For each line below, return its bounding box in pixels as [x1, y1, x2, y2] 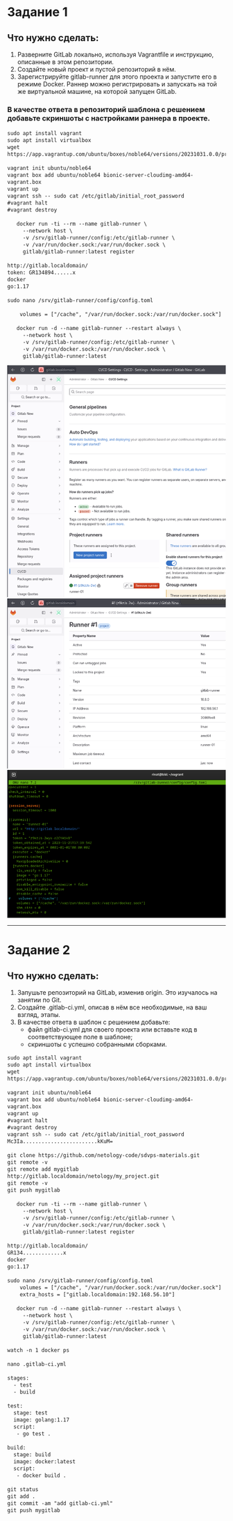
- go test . [16, 1431, 51, 1437]
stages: [7, 1375, 30, 1382]
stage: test [13, 1410, 49, 1417]
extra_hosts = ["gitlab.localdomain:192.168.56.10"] [19, 1291, 175, 1298]
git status [7, 1486, 39, 1493]
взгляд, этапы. [17, 1011, 61, 1019]
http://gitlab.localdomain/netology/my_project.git [7, 1173, 159, 1180]
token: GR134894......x [7, 269, 76, 276]
